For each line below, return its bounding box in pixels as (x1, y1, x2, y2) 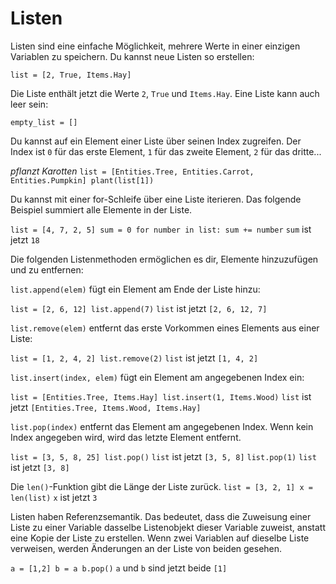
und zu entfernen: (10, 263, 84, 276)
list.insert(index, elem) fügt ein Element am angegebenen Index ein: (10, 371, 305, 383)
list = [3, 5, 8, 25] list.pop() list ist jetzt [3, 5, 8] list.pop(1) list (10, 450, 317, 462)
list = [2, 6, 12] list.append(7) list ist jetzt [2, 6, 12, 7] (10, 302, 268, 314)
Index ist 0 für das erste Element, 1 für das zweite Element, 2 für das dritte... (10, 145, 322, 157)
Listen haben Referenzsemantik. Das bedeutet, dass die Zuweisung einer (10, 510, 312, 522)
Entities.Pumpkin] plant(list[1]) (10, 175, 155, 186)
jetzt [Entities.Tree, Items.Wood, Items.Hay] (10, 401, 202, 413)
